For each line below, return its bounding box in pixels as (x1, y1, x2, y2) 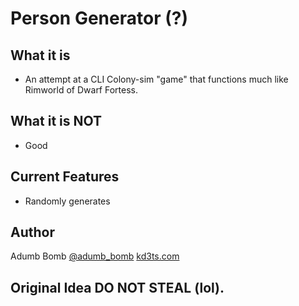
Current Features (10, 168, 120, 186)
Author (10, 224, 55, 241)
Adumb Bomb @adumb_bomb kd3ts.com (10, 250, 180, 262)
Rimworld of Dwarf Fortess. (24, 84, 139, 96)
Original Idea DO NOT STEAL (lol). (10, 279, 225, 296)
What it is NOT (10, 113, 103, 130)
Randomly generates (24, 195, 111, 207)
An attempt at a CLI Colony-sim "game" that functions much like (24, 73, 289, 85)
